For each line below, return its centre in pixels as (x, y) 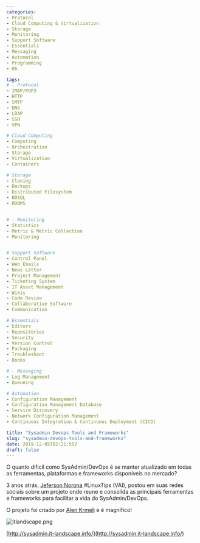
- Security (20, 338)
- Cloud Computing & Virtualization (53, 23)
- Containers (23, 164)
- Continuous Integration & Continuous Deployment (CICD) (81, 422)
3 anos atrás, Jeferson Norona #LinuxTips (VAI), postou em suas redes (95, 485)
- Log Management (28, 377)
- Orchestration (27, 147)
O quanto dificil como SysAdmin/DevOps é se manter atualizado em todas (99, 467)
